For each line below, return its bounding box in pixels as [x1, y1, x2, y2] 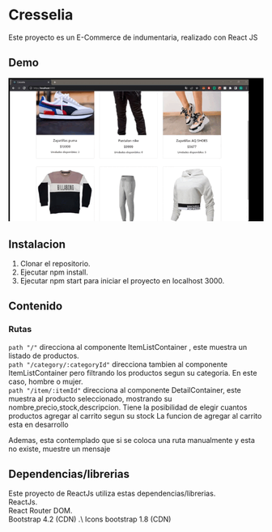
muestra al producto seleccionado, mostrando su [8, 394, 172, 403]
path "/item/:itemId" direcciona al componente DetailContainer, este [8, 385, 241, 394]
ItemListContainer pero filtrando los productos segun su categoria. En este [8, 368, 257, 377]
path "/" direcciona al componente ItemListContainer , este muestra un [8, 342, 248, 351]
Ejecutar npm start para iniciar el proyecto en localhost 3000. [19, 275, 225, 285]
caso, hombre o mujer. [8, 377, 83, 386]
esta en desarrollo [8, 419, 69, 429]
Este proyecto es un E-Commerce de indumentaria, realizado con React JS [8, 32, 258, 42]
